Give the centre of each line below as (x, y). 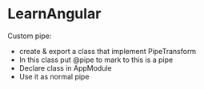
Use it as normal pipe (54, 76)
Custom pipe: (30, 36)
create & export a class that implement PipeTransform (108, 51)
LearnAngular (54, 14)
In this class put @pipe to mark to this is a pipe (96, 60)
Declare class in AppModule (66, 68)
